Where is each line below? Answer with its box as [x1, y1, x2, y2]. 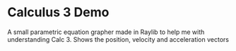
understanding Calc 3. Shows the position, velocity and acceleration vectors [7, 35, 230, 43]
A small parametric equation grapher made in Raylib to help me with [7, 28, 205, 36]
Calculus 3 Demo [7, 4, 110, 21]
